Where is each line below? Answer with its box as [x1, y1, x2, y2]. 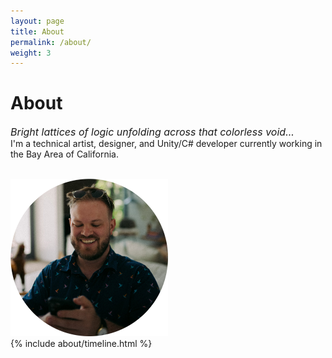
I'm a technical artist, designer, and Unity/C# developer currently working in [10, 138, 323, 150]
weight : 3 [10, 48, 52, 58]
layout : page [10, 16, 65, 26]
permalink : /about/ [10, 37, 92, 47]
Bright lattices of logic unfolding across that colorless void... [10, 125, 295, 139]
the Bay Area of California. [10, 148, 119, 160]
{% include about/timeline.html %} [10, 338, 153, 350]
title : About [10, 26, 65, 37]
